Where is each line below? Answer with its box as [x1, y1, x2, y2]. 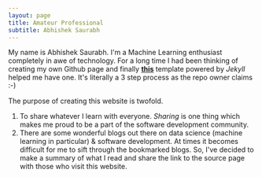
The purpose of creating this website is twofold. [8, 96, 164, 106]
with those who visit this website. [19, 162, 127, 171]
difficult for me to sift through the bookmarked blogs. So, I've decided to [19, 145, 254, 154]
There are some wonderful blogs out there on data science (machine [19, 128, 243, 138]
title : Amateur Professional [8, 19, 104, 27]
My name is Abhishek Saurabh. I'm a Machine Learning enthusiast [8, 48, 223, 57]
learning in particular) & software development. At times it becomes [19, 137, 238, 146]
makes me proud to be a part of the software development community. [19, 120, 249, 130]
